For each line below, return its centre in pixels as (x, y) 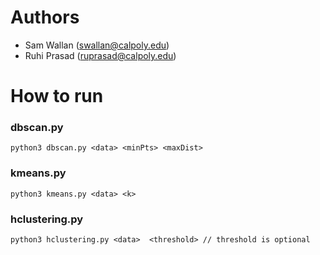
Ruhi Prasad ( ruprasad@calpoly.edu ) (100, 55)
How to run (57, 96)
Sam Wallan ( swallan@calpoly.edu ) (97, 45)
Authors (45, 17)
